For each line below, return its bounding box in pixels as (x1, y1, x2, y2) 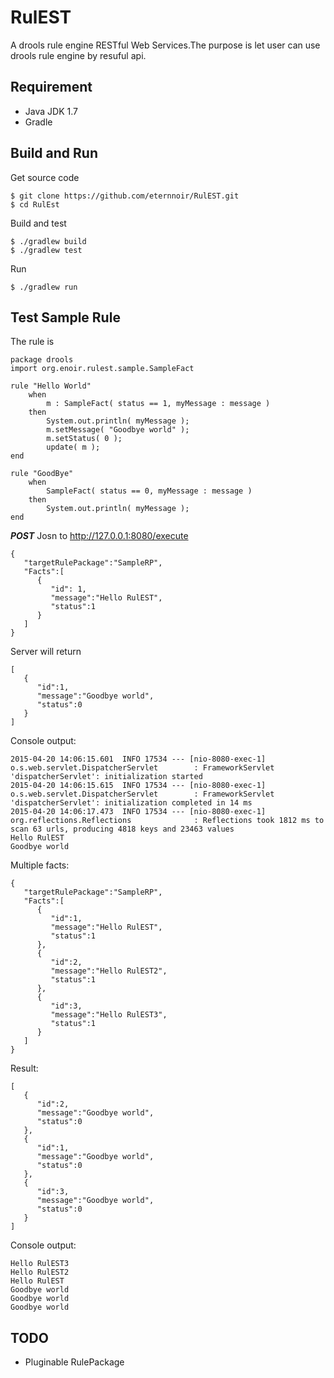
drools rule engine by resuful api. (10, 49, 147, 61)
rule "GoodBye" (10, 469, 74, 479)
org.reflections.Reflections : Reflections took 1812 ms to (10, 816, 325, 826)
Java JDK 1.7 (24, 105, 78, 117)
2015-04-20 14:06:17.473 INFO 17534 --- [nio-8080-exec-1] (10, 807, 267, 817)
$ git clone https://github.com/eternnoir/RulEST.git (10, 191, 240, 201)
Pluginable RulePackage (24, 1356, 125, 1368)
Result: (10, 1062, 39, 1075)
